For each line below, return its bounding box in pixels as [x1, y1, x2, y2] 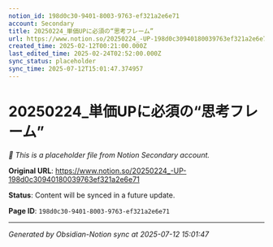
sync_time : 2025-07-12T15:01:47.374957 [8, 65, 144, 73]
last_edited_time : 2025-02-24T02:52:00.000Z [8, 50, 162, 58]
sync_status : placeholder [8, 58, 96, 66]
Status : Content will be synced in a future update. [8, 190, 175, 200]
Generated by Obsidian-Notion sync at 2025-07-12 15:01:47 [8, 229, 210, 239]
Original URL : [8, 166, 54, 175]
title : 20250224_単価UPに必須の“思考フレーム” [8, 27, 154, 35]
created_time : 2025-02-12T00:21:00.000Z [8, 42, 148, 50]
